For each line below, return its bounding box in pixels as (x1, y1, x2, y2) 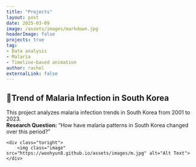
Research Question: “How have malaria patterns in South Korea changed (6, 122, 189, 129)
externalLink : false (6, 71, 58, 77)
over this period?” (6, 128, 51, 136)
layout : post (6, 14, 39, 20)
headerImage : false (6, 31, 55, 37)
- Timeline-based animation (6, 59, 77, 65)
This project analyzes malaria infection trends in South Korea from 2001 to (6, 109, 191, 116)
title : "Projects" (6, 8, 52, 15)
